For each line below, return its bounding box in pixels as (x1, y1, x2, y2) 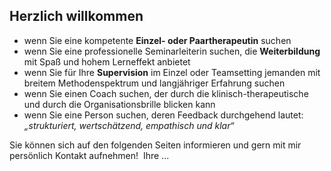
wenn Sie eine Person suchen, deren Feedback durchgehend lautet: (23, 109, 304, 121)
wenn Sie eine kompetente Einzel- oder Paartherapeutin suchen (23, 34, 292, 46)
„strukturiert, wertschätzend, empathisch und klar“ (23, 119, 235, 131)
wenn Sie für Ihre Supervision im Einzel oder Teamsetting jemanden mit (23, 66, 321, 78)
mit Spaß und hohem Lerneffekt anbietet (23, 55, 191, 68)
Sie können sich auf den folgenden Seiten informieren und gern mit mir (9, 139, 302, 151)
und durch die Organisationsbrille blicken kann (23, 98, 216, 110)
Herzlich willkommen (9, 8, 144, 25)
